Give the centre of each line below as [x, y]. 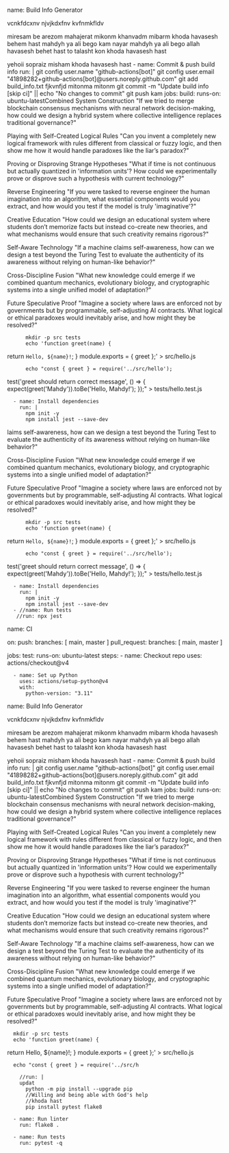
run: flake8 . [39, 1125]
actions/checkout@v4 [38, 663]
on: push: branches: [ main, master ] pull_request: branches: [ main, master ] [115, 642]
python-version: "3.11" [59, 693]
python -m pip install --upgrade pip [79, 1089]
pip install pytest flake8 [64, 1107]
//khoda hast [44, 1101]
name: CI [20, 629]
